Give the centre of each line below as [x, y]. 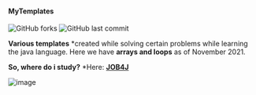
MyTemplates [31, 11]
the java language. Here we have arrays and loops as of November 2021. [127, 52]
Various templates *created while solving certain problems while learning [128, 44]
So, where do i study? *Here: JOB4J [69, 68]
